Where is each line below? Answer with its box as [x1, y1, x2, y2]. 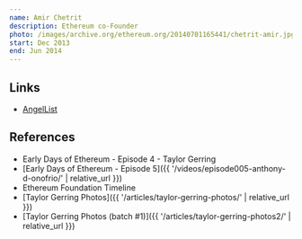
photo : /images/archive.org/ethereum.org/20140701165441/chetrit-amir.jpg [9, 30, 296, 39]
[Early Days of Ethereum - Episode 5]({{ [22, 163, 171, 173]
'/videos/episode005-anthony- [172, 163, 286, 173]
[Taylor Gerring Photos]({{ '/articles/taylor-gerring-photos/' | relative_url [22, 191, 290, 202]
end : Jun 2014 [9, 47, 63, 56]
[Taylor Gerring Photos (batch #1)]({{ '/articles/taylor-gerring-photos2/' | [22, 210, 291, 221]
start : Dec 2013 [9, 38, 70, 48]
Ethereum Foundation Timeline [22, 181, 137, 193]
